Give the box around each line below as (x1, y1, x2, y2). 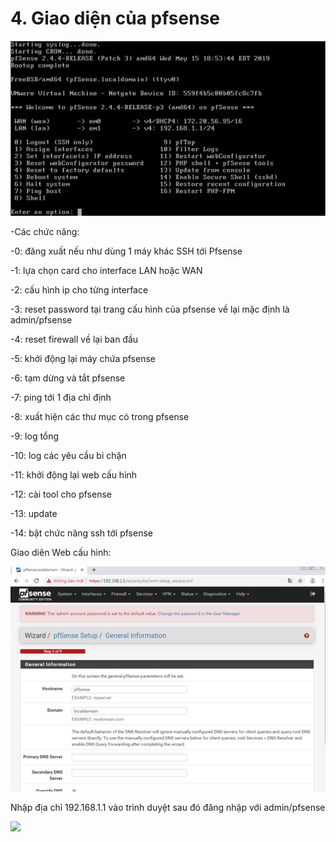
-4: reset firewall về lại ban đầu (10, 333, 139, 345)
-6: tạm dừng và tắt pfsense (10, 372, 126, 384)
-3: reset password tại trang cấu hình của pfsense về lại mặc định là (10, 303, 290, 315)
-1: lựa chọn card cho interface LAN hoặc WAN (10, 264, 203, 276)
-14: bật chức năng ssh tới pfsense (10, 527, 153, 539)
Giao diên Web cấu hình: (10, 546, 112, 558)
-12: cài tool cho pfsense (10, 488, 112, 500)
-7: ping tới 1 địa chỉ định (10, 391, 112, 403)
